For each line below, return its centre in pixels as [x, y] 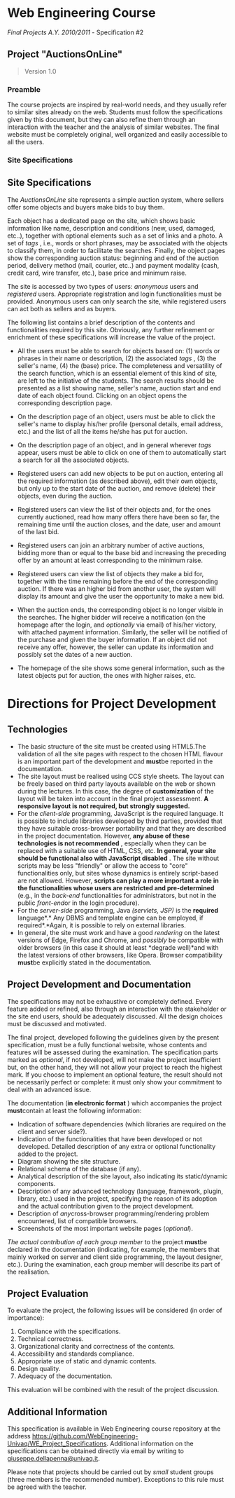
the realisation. [29, 1272]
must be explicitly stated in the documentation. [84, 962]
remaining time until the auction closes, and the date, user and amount [119, 524]
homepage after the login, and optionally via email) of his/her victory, [117, 625]
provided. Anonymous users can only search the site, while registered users [117, 301]
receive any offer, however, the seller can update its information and [115, 647]
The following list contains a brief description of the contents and [101, 322]
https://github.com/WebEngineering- [85, 1436]
